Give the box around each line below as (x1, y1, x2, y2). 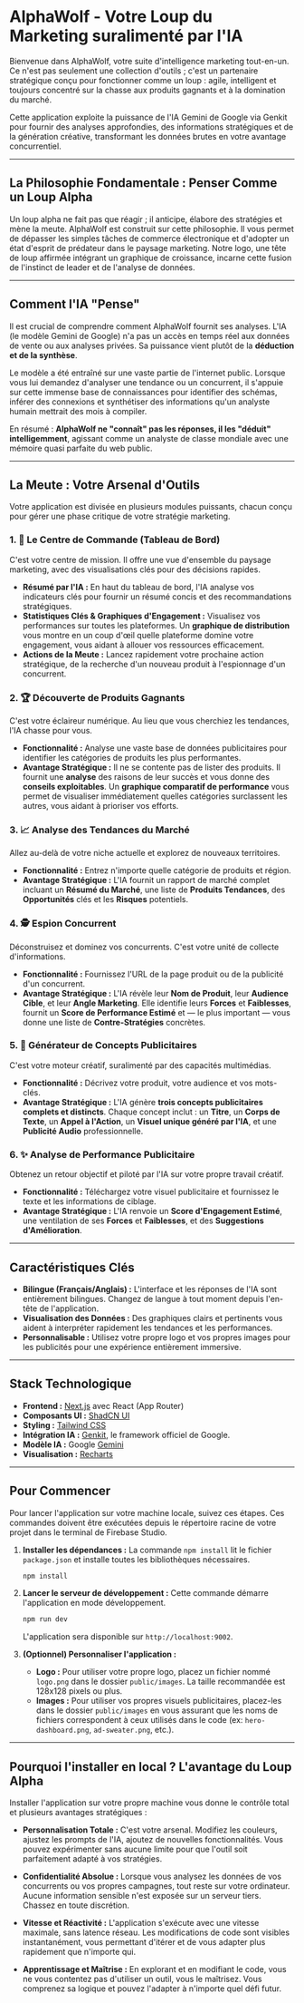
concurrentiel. (9, 141, 62, 151)
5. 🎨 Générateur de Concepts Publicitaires (9, 1039, 197, 1052)
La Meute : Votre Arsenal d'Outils (9, 477, 201, 492)
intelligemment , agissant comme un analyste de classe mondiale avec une (9, 433, 290, 443)
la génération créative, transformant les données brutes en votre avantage (9, 131, 287, 141)
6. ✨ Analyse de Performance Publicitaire (9, 1148, 195, 1161)
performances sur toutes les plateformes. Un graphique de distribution (22, 619, 290, 631)
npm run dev (22, 1615, 68, 1624)
